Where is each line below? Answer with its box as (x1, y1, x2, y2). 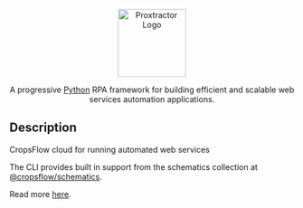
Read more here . (9, 188, 71, 199)
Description (9, 120, 77, 136)
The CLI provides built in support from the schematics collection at (9, 161, 258, 172)
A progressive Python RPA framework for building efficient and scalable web (9, 84, 295, 95)
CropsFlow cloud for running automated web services (9, 144, 210, 155)
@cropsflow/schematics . (9, 171, 102, 182)
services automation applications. (89, 94, 215, 104)
